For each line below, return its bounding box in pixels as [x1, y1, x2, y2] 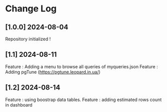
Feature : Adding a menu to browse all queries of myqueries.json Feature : [5, 63, 158, 70]
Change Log [5, 3, 57, 14]
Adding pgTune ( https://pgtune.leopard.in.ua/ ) [5, 69, 101, 75]
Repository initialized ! [5, 36, 51, 42]
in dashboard [5, 102, 33, 108]
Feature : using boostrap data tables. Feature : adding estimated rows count [5, 97, 162, 103]
